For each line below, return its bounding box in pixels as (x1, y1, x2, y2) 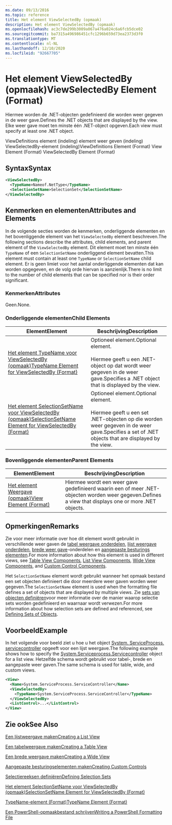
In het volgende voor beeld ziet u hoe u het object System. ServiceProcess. (5, 640, 164, 646)
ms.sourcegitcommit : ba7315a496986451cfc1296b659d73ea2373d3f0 (5, 31, 143, 37)
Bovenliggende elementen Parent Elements (5, 457, 114, 464)
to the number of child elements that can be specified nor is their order (5, 271, 155, 278)
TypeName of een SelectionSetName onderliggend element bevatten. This (5, 250, 154, 256)
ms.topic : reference (5, 12, 50, 17)
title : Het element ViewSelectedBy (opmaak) (5, 17, 102, 22)
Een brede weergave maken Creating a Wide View (5, 753, 110, 760)
